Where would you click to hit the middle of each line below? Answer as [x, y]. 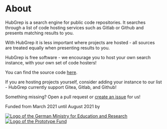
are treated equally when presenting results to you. [58, 48]
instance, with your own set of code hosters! [51, 63]
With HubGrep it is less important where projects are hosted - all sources [80, 42]
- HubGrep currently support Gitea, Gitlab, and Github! [61, 87]
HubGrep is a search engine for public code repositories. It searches [76, 22]
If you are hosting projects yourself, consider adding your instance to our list [83, 82]
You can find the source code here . [41, 72]
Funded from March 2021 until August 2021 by [53, 106]
